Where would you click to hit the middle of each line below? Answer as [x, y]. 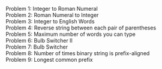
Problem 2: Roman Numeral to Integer [52, 15]
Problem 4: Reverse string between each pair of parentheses [81, 28]
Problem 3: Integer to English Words [50, 21]
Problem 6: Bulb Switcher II [39, 40]
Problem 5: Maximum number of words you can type [70, 34]
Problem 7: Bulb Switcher [37, 47]
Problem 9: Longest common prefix [49, 60]
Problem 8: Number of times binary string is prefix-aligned [78, 53]
